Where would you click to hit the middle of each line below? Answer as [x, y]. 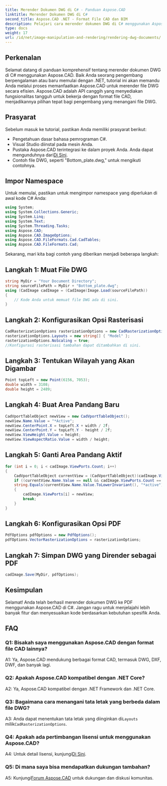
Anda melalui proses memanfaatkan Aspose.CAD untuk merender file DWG [82, 86]
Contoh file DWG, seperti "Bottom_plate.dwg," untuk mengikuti [77, 160]
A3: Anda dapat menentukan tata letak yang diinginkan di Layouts [72, 719]
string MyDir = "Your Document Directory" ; [51, 281]
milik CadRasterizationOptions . [36, 724]
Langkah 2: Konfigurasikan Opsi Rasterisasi [74, 320]
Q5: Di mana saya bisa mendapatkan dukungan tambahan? [78, 767]
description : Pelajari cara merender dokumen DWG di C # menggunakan [78, 24]
